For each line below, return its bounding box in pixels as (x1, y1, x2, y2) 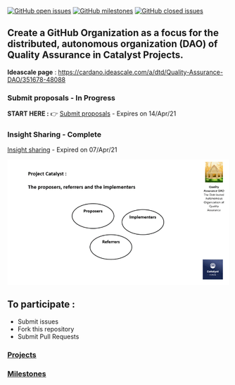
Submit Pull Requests (17, 332, 80, 341)
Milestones (7, 369, 46, 379)
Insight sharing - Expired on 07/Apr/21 (7, 145, 118, 154)
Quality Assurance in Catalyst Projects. (7, 49, 184, 61)
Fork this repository (17, 324, 75, 333)
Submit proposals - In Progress (7, 92, 116, 102)
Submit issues (17, 317, 58, 326)
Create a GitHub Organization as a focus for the (7, 27, 220, 39)
